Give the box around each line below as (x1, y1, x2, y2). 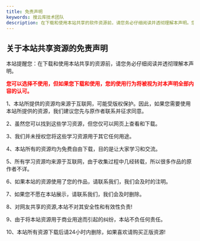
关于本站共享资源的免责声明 (6, 43, 108, 53)
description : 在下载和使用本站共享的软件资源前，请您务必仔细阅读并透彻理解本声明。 (6, 20, 192, 26)
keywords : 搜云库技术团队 (6, 14, 64, 20)
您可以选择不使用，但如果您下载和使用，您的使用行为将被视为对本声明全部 (6, 80, 189, 87)
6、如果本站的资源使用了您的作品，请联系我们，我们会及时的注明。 (6, 178, 171, 185)
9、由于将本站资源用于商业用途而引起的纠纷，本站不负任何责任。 (6, 216, 166, 223)
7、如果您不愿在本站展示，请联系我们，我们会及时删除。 (6, 191, 145, 198)
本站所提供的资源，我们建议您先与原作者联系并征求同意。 (6, 107, 147, 115)
